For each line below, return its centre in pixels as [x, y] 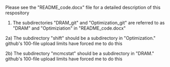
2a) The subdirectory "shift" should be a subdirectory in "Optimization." [80, 38]
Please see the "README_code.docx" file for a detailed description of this [83, 7]
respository [17, 13]
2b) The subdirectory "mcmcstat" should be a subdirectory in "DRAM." [80, 53]
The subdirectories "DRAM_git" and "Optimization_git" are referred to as [89, 23]
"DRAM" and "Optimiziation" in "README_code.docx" [69, 28]
